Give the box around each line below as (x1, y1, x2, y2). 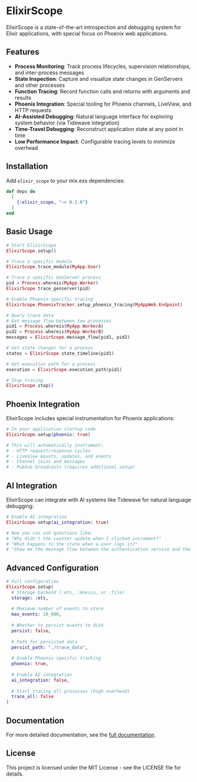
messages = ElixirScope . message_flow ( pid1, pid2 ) (6, 335, 131, 341)
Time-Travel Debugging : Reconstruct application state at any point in (14, 125, 183, 132)
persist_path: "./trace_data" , (11, 644, 88, 650)
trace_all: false (11, 693, 54, 700)
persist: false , (11, 627, 51, 634)
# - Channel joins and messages (6, 459, 85, 464)
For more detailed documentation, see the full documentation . (6, 731, 156, 738)
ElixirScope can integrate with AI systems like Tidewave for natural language (6, 496, 191, 503)
